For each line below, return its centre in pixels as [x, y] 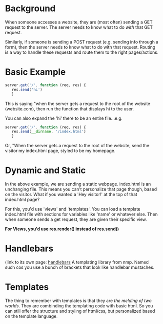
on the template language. [31, 316]
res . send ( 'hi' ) [27, 89]
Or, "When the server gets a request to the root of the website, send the [77, 146]
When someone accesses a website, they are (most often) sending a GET [79, 22]
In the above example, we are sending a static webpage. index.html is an [78, 184]
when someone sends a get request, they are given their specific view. [76, 219]
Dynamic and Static [46, 170]
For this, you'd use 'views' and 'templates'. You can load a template [73, 209]
